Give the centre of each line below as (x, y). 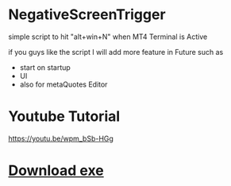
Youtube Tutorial (64, 116)
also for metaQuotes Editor (64, 84)
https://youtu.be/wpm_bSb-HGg (61, 138)
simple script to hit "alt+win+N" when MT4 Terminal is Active (108, 37)
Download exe (56, 170)
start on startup (45, 67)
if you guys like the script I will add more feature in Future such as (116, 52)
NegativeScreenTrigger (87, 15)
